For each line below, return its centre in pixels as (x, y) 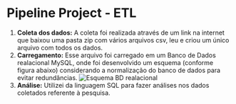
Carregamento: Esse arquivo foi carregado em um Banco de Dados (117, 55)
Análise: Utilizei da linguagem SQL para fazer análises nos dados (113, 85)
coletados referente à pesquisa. (64, 93)
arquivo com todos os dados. (60, 47)
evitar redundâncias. (47, 77)
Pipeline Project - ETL (72, 13)
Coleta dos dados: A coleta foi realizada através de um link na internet (121, 33)
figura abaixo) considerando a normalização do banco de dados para (119, 70)
